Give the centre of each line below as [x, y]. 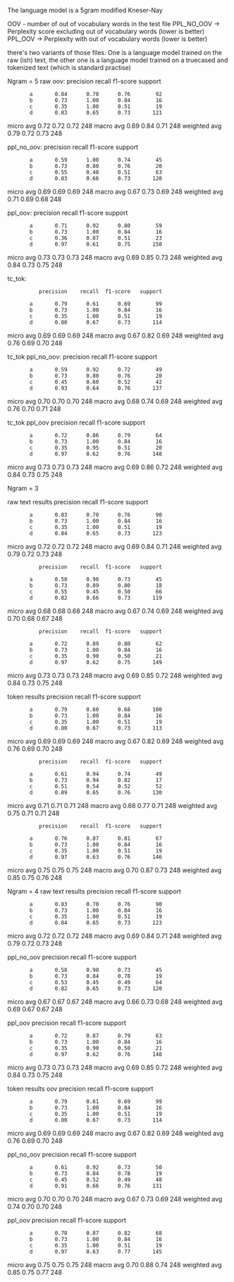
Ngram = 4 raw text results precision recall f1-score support [94, 891]
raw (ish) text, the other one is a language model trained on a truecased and [118, 60]
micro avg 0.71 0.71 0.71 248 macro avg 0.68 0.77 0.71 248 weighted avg [112, 806]
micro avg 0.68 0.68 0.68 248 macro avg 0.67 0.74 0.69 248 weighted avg [115, 611]
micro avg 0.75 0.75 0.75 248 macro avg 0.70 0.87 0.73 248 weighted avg [115, 870]
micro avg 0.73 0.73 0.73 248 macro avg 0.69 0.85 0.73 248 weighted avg [115, 257]
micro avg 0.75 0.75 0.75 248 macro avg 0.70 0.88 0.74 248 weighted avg [115, 1265]
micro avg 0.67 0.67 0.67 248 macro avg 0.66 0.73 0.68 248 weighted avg [115, 1002]
